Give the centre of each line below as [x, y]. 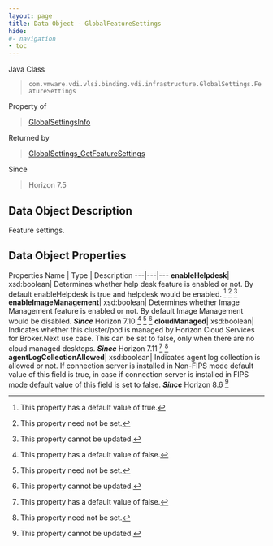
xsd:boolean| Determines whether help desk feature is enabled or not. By [131, 284]
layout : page [30, 16]
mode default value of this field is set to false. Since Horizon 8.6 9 [119, 383]
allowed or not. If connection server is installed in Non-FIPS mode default [131, 366]
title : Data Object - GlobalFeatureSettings [85, 24]
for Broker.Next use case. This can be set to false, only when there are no [132, 339]
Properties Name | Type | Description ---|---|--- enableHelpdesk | [119, 275]
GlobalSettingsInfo [59, 122]
